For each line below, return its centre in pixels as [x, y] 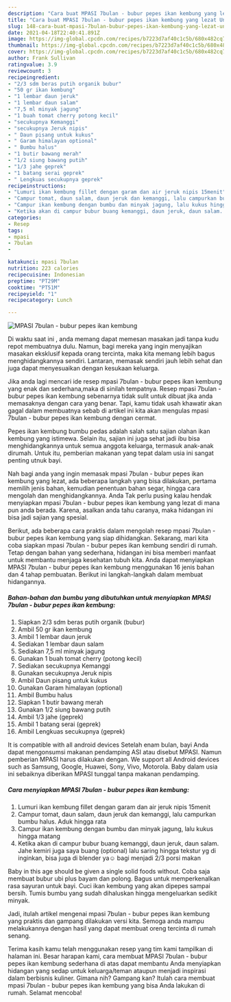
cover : [17, 52]
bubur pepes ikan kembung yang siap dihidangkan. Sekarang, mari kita [108, 538]
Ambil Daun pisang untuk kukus [62, 681]
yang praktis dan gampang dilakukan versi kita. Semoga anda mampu [106, 921]
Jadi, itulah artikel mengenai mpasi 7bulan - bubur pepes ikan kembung [109, 914]
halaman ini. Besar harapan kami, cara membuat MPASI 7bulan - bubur [108, 956]
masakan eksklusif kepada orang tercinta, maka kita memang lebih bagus [111, 353]
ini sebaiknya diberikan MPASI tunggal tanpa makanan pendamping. [104, 774]
